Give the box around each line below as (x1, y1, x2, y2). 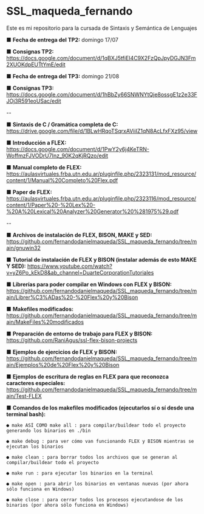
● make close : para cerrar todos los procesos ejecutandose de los (6, 496, 183, 502)
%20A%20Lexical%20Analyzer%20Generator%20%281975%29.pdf (6, 208, 179, 215)
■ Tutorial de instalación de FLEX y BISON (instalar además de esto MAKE (6, 256, 197, 263)
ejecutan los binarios (6, 444, 64, 450)
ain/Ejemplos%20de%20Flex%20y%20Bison (6, 361, 120, 368)
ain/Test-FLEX (6, 392, 42, 399)
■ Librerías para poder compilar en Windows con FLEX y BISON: (6, 281, 172, 288)
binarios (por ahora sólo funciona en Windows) (6, 502, 129, 508)
